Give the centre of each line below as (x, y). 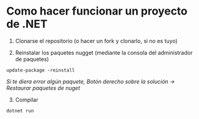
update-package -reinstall (41, 70)
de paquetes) (32, 59)
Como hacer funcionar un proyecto (97, 11)
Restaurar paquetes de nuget (43, 88)
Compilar (27, 100)
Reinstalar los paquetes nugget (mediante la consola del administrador (104, 52)
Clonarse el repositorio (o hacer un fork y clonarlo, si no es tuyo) (96, 41)
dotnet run (20, 110)
